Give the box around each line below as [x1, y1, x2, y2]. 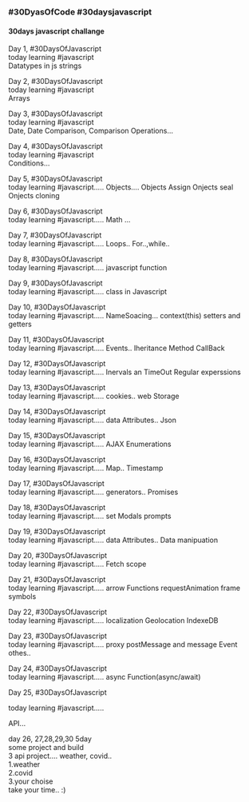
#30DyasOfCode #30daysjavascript [8, 6, 152, 18]
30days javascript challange [8, 26, 105, 36]
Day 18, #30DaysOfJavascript [8, 503, 106, 513]
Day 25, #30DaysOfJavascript [8, 688, 108, 697]
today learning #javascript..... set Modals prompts [8, 511, 172, 521]
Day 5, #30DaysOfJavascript [8, 174, 103, 184]
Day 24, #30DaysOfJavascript [8, 664, 108, 673]
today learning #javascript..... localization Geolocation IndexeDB [8, 616, 219, 625]
